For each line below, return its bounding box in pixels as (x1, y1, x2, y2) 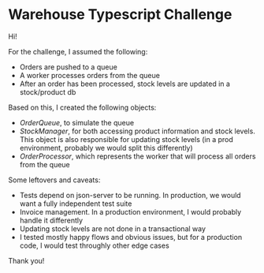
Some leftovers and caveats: (8, 175, 101, 185)
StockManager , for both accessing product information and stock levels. (19, 126, 256, 136)
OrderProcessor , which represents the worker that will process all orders (19, 151, 256, 161)
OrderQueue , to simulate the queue (19, 118, 135, 127)
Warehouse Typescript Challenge (8, 6, 232, 24)
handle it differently (19, 215, 84, 225)
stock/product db (19, 87, 76, 96)
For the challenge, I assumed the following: (8, 47, 148, 56)
